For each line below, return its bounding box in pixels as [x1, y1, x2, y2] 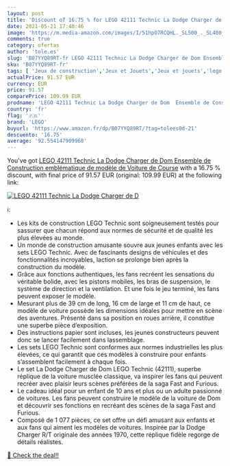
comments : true [7, 36, 51, 43]
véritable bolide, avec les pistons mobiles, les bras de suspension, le [16, 277, 211, 286]
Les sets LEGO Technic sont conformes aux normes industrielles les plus [16, 343, 223, 351]
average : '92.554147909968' [7, 138, 88, 145]
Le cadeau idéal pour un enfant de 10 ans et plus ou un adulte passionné [16, 387, 222, 395]
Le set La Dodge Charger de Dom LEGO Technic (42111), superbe [16, 365, 201, 373]
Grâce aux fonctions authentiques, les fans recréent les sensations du [16, 270, 214, 279]
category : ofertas [7, 42, 60, 49]
